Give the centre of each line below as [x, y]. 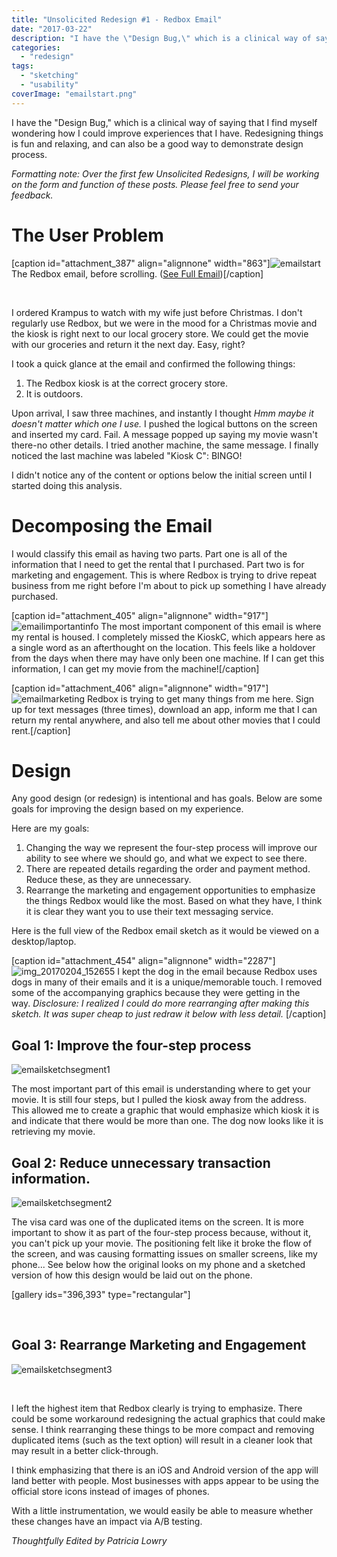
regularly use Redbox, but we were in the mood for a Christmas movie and [164, 323]
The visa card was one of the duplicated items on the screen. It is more [157, 1222]
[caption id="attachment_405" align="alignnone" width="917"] [140, 615]
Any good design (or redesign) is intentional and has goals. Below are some [167, 798]
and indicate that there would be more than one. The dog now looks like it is [167, 1121]
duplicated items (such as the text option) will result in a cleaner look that [162, 1440]
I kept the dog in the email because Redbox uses [217, 972]
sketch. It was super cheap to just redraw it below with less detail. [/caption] [169, 1014]
